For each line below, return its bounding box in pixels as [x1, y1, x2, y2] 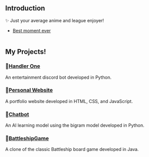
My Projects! [5, 47, 46, 56]
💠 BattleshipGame [5, 135, 49, 142]
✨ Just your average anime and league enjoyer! [5, 17, 105, 23]
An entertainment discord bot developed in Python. [5, 74, 112, 80]
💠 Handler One [5, 63, 40, 70]
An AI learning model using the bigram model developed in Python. [5, 122, 145, 128]
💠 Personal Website [5, 87, 53, 94]
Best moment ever [12, 27, 51, 33]
